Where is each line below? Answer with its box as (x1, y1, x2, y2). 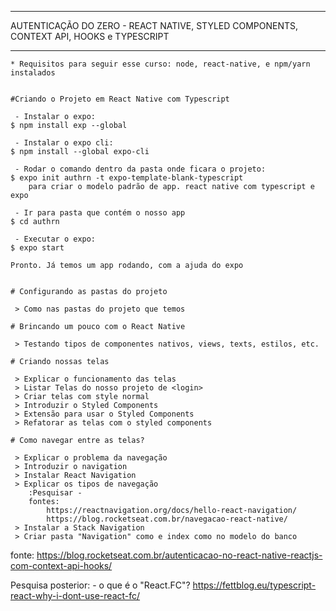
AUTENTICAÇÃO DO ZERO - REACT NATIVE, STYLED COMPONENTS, (10, 20, 299, 31)
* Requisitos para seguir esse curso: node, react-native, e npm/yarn (10, 59, 311, 69)
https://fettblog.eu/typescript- (192, 579, 317, 591)
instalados (10, 68, 56, 78)
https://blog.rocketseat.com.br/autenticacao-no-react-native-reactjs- (36, 549, 323, 561)
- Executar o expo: (14, 234, 97, 244)
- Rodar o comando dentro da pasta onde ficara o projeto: (14, 164, 267, 174)
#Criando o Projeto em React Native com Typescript (10, 94, 230, 104)
